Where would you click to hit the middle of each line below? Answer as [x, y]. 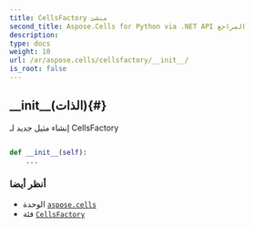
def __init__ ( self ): [49, 152]
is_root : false [38, 69]
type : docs [30, 43]
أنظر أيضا [28, 184]
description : [34, 35]
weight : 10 [30, 52]
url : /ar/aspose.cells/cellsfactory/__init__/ [99, 60]
